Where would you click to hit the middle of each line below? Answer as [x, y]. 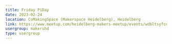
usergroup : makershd [27, 29]
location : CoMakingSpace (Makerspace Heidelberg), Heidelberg [73, 19]
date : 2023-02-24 [24, 15]
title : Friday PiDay [27, 10]
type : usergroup [23, 33]
